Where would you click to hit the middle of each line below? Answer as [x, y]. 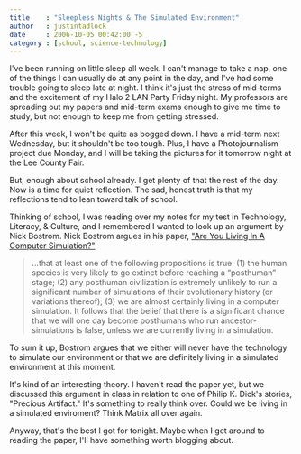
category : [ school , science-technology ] [88, 43]
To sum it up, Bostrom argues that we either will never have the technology [148, 347]
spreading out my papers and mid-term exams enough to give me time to [145, 107]
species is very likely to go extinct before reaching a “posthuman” [154, 273]
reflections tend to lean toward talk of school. [94, 199]
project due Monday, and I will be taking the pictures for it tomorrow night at [150, 153]
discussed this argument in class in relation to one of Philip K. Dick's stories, [151, 394]
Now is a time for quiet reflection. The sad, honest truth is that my [131, 190]
